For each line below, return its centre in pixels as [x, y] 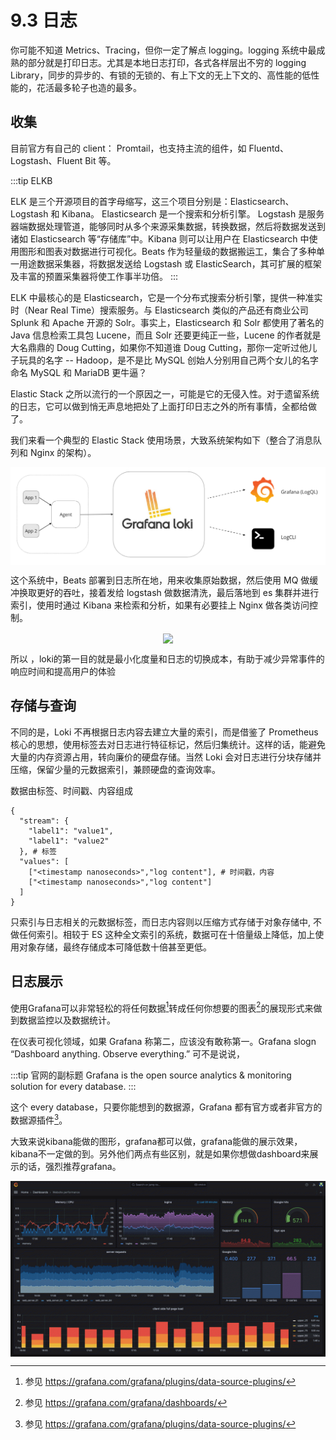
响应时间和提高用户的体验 [63, 671]
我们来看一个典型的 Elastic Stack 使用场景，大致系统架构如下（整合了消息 [162, 440]
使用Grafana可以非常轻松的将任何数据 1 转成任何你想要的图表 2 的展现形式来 [162, 1007]
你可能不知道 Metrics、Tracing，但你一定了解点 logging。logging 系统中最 [163, 50]
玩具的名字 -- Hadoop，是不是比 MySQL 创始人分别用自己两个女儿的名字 [169, 360]
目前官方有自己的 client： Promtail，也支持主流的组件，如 [128, 148]
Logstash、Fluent [46, 160]
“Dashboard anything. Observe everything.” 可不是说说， [128, 1054]
